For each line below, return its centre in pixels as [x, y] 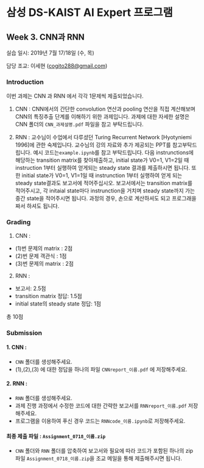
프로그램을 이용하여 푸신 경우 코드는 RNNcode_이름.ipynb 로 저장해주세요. [100, 421]
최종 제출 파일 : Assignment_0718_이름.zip [56, 436]
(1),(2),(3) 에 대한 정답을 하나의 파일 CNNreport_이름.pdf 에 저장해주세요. [101, 369]
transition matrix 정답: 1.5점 [48, 296]
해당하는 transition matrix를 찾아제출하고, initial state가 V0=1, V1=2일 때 [102, 160]
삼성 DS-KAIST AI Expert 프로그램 [90, 13]
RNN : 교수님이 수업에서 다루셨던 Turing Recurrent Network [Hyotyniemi [103, 137]
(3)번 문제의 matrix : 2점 [44, 263]
